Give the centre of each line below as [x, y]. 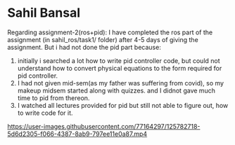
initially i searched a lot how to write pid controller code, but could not [119, 60]
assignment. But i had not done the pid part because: [84, 47]
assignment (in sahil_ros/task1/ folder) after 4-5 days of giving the [103, 39]
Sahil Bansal [44, 13]
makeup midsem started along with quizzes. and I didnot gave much [116, 90]
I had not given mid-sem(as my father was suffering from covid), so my [120, 83]
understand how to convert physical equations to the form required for [120, 68]
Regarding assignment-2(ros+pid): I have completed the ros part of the [110, 32]
